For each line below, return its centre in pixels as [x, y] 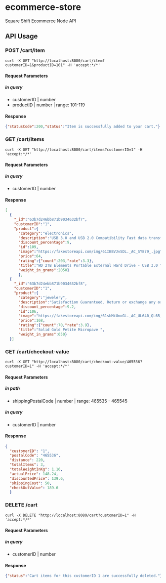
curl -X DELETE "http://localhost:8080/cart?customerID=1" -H [70, 515]
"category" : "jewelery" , [43, 297]
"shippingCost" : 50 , [31, 483]
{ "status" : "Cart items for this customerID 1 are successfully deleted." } [84, 576]
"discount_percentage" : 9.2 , [47, 307]
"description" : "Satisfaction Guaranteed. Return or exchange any [87, 302]
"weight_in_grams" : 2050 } [44, 270]
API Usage [21, 36]
